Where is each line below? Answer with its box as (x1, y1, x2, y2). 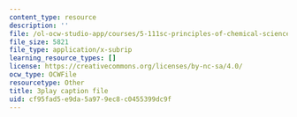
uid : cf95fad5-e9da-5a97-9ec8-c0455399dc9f (9, 94, 172, 104)
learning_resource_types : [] (9, 54, 117, 62)
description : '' (9, 21, 69, 30)
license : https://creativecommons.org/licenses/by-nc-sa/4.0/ (9, 62, 243, 71)
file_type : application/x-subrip (9, 46, 133, 55)
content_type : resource (9, 12, 97, 22)
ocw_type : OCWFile (9, 70, 77, 79)
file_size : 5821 (9, 37, 69, 47)
